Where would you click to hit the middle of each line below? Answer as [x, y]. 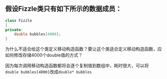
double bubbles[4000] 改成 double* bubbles [48, 72]
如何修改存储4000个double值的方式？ [44, 55]
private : [14, 30]
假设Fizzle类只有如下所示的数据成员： [64, 9]
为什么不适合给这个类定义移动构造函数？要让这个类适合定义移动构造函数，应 [83, 49]
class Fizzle [19, 20]
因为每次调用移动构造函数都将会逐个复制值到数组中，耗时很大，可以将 [77, 66]
